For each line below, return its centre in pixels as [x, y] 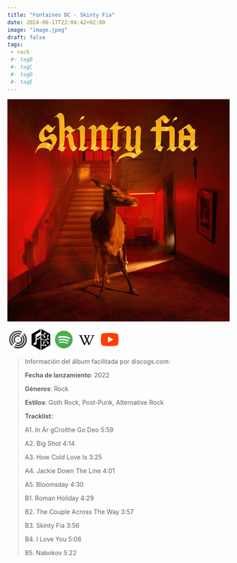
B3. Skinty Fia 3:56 [52, 525]
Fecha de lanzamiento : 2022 [67, 375]
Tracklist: [39, 416]
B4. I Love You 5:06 [53, 539]
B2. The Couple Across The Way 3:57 [79, 511]
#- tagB [22, 60]
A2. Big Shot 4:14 [50, 443]
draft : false [26, 37]
